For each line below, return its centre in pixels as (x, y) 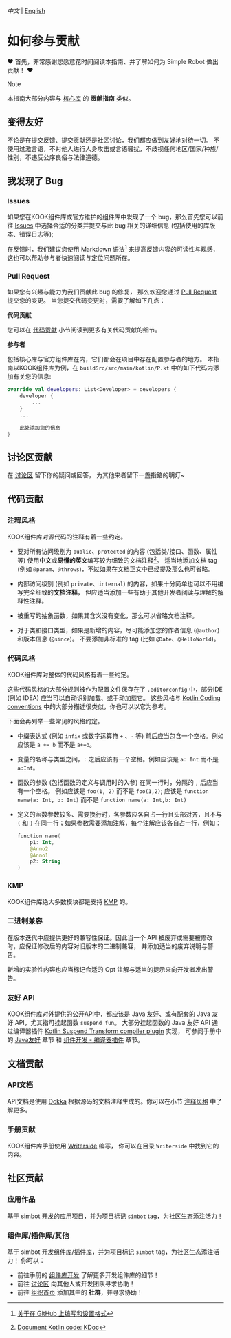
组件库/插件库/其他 (38, 1235)
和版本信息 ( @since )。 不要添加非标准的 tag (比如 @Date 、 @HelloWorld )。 (118, 639)
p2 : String (45, 861)
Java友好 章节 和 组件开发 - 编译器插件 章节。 (79, 1040)
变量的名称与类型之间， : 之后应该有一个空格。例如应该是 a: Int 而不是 (118, 759)
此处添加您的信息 (40, 428)
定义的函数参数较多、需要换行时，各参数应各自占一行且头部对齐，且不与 (119, 814)
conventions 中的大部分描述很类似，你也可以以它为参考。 (89, 706)
